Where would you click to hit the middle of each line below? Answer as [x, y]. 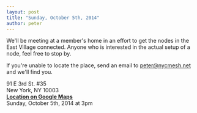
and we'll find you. [30, 72]
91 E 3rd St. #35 [27, 84]
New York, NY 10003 [33, 90]
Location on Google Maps [39, 97]
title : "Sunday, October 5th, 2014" [53, 18]
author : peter [24, 23]
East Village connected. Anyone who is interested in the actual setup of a [98, 47]
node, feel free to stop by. [39, 54]
